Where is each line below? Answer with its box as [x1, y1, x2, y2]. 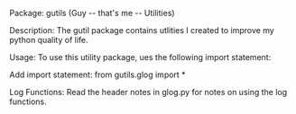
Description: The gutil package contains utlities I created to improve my [9, 25, 275, 35]
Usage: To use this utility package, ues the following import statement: [9, 52, 272, 62]
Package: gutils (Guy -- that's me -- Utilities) [9, 8, 175, 18]
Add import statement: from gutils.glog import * [9, 69, 187, 80]
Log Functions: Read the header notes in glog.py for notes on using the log [9, 87, 288, 97]
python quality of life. [9, 35, 88, 45]
